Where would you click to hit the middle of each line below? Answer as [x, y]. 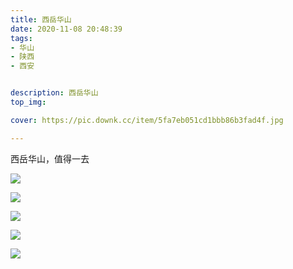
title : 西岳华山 [41, 19]
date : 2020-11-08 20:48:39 [66, 29]
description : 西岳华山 [54, 93]
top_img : [28, 102]
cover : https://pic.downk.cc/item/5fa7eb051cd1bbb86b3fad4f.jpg [147, 120]
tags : [21, 38]
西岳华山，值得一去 [50, 158]
